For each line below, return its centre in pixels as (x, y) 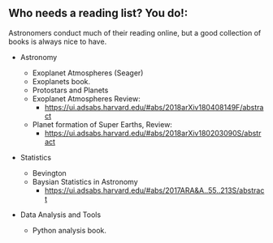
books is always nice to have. (58, 41)
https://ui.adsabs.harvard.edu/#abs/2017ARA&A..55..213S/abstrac (154, 190)
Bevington (49, 173)
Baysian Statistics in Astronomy (85, 181)
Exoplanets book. (61, 81)
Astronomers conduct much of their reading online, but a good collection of (135, 32)
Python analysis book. (69, 230)
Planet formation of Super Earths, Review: (102, 124)
